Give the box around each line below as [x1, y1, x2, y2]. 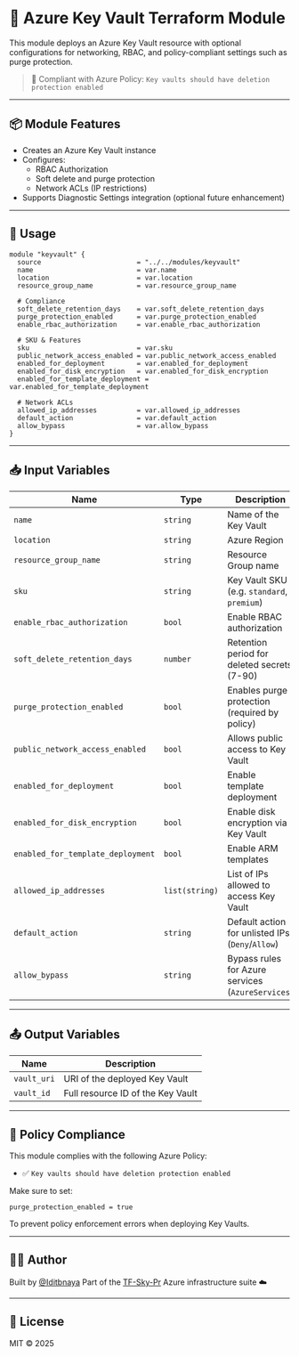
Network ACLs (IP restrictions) [35, 183, 148, 193]
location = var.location [17, 273, 193, 282]
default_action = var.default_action [17, 413, 217, 422]
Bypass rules [226, 953, 282, 965]
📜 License [9, 1314, 65, 1329]
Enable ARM [226, 842, 279, 855]
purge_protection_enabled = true [9, 1203, 133, 1212]
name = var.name [17, 265, 177, 274]
